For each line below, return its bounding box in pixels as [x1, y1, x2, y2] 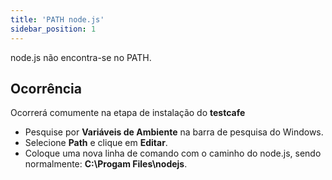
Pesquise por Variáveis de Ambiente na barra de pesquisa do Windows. [24, 126, 324, 138]
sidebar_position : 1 [10, 24, 97, 34]
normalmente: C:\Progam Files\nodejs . [24, 158, 188, 170]
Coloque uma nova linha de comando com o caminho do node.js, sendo [24, 147, 322, 160]
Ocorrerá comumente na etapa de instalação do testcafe [10, 107, 246, 119]
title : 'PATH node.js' [10, 14, 105, 25]
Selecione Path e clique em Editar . [24, 137, 168, 149]
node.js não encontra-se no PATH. [10, 51, 152, 63]
